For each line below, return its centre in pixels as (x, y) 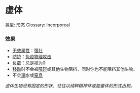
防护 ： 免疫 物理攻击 (32, 57)
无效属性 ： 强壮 (27, 50)
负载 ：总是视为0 (29, 63)
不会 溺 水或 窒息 (27, 75)
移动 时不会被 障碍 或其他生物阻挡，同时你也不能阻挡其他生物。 (75, 69)
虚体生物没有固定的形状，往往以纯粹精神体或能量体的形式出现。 (70, 86)
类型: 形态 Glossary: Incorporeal (37, 25)
